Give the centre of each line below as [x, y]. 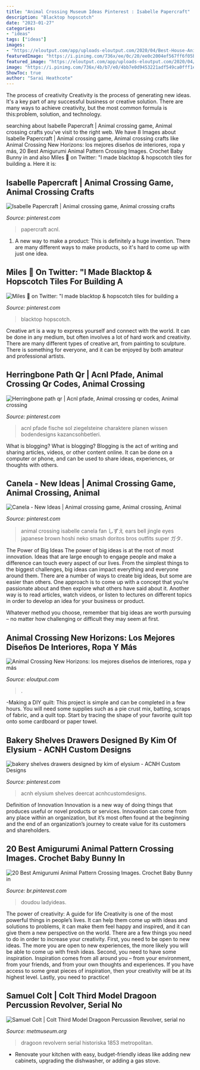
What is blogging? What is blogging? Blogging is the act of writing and [92, 446]
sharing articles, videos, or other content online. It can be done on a [89, 452]
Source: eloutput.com [33, 679]
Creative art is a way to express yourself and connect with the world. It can [98, 330]
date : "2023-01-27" [30, 23]
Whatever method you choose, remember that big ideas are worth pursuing [99, 613]
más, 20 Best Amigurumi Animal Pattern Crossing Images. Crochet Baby [95, 151]
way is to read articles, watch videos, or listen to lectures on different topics [99, 595]
